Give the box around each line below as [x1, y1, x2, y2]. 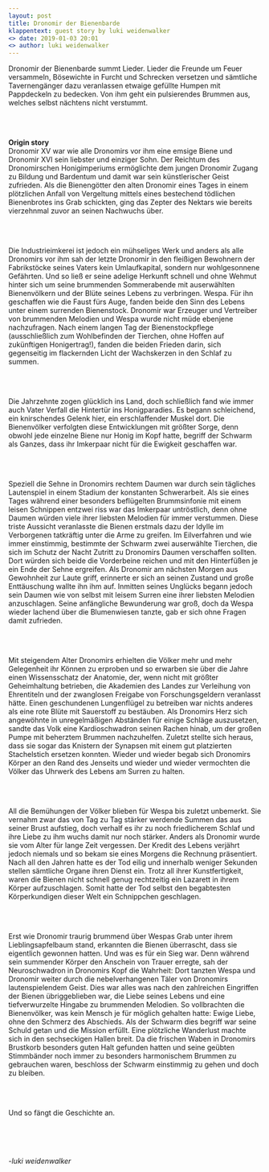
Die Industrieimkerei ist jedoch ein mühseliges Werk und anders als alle [8, 246, 244, 256]
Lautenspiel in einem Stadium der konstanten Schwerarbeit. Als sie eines [8, 487, 250, 497]
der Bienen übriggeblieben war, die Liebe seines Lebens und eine [8, 991, 225, 1001]
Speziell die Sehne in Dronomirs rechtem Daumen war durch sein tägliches [8, 479, 256, 489]
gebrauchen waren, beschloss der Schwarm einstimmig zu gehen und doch [8, 1059, 259, 1070]
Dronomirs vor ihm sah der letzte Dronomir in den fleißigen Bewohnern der [8, 254, 255, 264]
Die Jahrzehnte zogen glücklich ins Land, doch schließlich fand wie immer [8, 397, 255, 406]
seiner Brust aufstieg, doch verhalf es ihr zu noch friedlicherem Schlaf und [8, 824, 255, 833]
